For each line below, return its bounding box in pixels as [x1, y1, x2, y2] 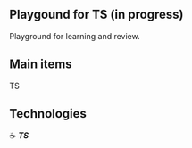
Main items [9, 57, 73, 72]
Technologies [9, 106, 88, 121]
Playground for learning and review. [9, 30, 140, 41]
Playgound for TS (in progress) [9, 7, 184, 22]
